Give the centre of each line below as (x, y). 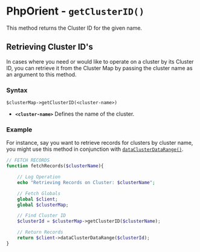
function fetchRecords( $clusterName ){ (55, 166)
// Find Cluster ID (42, 216)
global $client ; (38, 199)
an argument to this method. (41, 75)
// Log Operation (39, 177)
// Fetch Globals (39, 193)
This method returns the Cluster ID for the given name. (74, 28)
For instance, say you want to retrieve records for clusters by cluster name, (100, 143)
